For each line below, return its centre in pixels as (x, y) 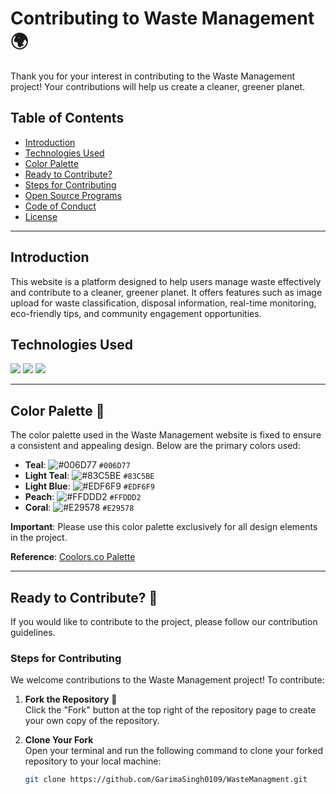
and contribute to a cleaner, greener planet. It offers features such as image (166, 292)
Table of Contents (67, 118)
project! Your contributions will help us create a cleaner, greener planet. (158, 86)
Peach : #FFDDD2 (83, 497)
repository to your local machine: (93, 761)
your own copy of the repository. (92, 721)
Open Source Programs (73, 195)
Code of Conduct (60, 206)
